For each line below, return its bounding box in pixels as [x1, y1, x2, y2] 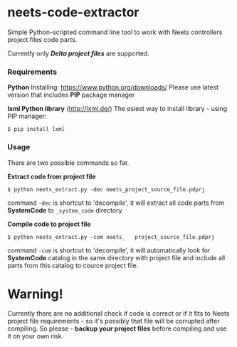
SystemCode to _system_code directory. [7, 205, 124, 214]
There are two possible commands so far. [7, 158, 130, 167]
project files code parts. [7, 35, 78, 43]
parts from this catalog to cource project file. [7, 261, 139, 269]
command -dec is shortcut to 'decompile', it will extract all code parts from [7, 198, 225, 207]
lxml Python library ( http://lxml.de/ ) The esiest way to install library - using [7, 105, 228, 113]
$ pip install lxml [7, 126, 65, 133]
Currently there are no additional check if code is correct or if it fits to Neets [7, 309, 230, 318]
